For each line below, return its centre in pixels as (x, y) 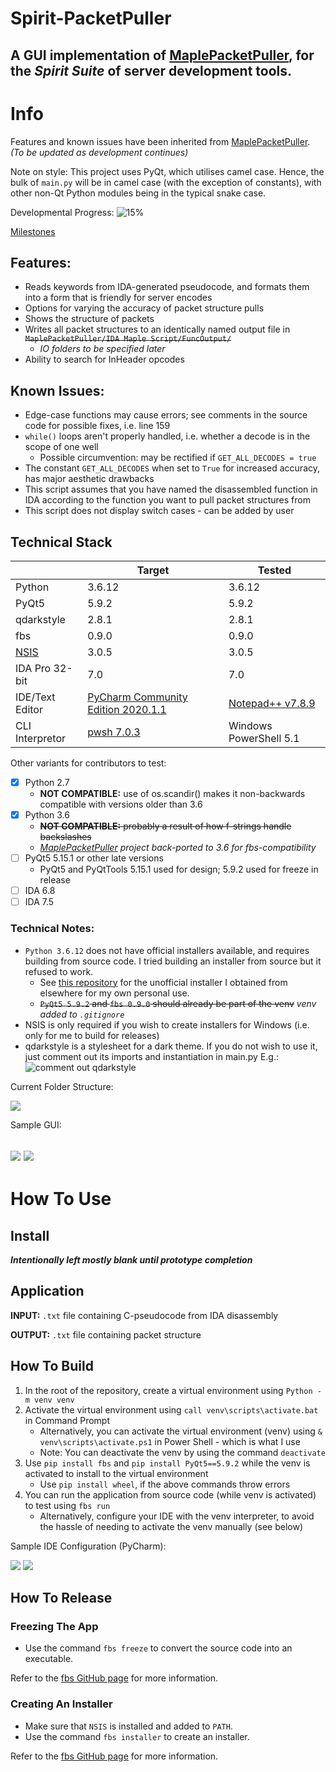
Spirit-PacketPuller (91, 18)
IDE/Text (35, 697)
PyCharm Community (137, 697)
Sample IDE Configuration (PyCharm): (88, 1546)
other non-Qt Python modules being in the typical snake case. (138, 193)
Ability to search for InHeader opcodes (104, 359)
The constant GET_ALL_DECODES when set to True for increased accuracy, (172, 468)
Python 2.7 (47, 782)
